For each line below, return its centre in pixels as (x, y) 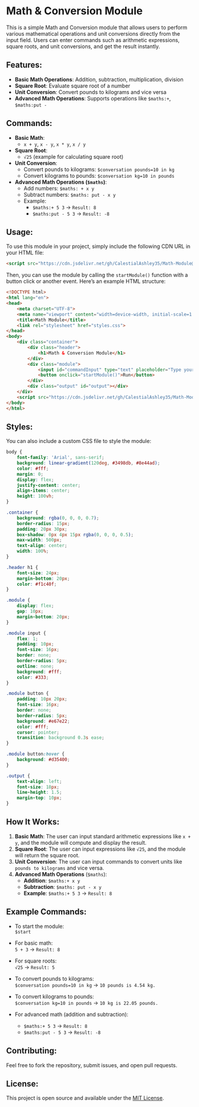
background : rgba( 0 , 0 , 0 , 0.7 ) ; (58, 518)
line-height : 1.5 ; (39, 792)
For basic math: (34, 943)
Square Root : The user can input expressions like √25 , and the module (100, 849)
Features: (24, 65)
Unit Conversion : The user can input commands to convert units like (98, 861)
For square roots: (36, 961)
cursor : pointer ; (38, 732)
